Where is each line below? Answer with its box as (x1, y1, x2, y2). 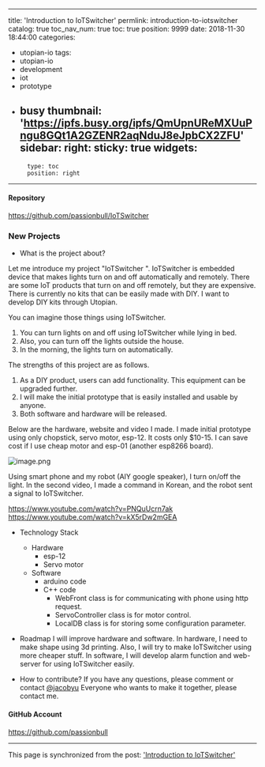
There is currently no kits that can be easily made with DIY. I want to (8, 289, 230, 299)
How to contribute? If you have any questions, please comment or (19, 674, 234, 684)
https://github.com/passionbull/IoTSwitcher (8, 211, 150, 221)
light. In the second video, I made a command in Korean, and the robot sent (8, 480, 253, 490)
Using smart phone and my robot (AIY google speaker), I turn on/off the (8, 472, 241, 482)
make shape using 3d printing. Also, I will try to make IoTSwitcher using (19, 642, 252, 652)
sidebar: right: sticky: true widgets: (19, 142, 198, 155)
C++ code (43, 585, 77, 595)
